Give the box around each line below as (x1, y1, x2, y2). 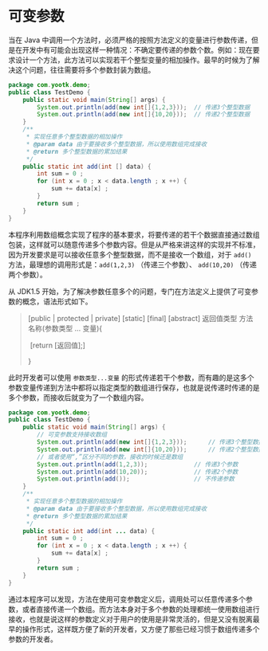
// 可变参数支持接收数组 (37, 431, 108, 439)
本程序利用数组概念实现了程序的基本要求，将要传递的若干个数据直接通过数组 (8, 229, 260, 239)
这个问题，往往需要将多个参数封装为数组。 (14, 65, 156, 74)
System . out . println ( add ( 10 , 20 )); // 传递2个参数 (37, 468, 238, 476)
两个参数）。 (8, 269, 47, 279)
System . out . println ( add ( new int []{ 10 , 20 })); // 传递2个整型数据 (37, 111, 250, 119)
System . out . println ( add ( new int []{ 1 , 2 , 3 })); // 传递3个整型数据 (37, 103, 250, 112)
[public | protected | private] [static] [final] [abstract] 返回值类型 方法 (27, 313, 254, 323)
